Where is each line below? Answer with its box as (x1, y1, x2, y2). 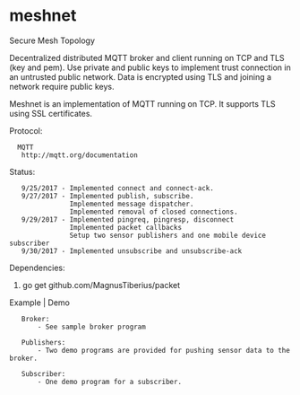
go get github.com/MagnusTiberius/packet (21, 279, 181, 290)
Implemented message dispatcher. (69, 199, 194, 208)
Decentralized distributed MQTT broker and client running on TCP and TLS (9, 52, 285, 63)
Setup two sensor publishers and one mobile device (69, 231, 267, 240)
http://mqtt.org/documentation (21, 150, 139, 160)
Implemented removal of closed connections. (69, 207, 239, 216)
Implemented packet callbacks (69, 223, 182, 232)
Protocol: (9, 125, 43, 136)
